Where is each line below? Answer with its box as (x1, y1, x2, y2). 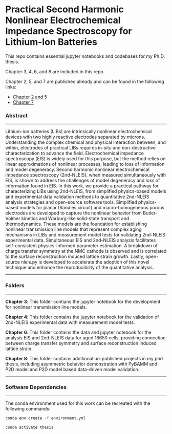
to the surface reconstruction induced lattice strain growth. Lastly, (5, 253, 145, 259)
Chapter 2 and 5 (12, 94, 47, 100)
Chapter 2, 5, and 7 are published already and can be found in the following (5, 78, 165, 84)
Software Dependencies (5, 384, 67, 391)
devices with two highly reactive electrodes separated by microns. (5, 134, 145, 140)
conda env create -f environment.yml (5, 416, 86, 421)
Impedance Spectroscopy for (5, 26, 132, 37)
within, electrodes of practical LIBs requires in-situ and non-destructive (5, 145, 156, 151)
